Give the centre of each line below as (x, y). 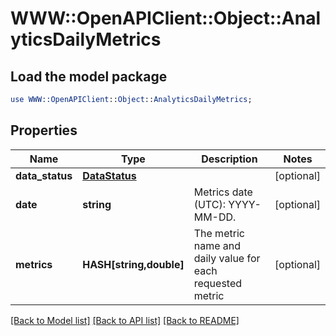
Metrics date (223, 192)
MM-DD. (215, 217)
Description (229, 159)
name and (217, 245)
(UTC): (209, 204)
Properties (44, 130)
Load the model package (89, 76)
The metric (219, 233)
